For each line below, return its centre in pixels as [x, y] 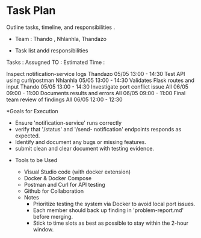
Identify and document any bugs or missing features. [80, 142]
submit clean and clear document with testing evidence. [85, 148]
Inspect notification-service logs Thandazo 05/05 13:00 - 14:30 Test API [96, 74]
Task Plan [31, 11]
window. [43, 229]
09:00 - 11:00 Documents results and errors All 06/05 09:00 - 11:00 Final [96, 93]
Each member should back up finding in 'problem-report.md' [108, 210]
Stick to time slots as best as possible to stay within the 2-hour [110, 223]
